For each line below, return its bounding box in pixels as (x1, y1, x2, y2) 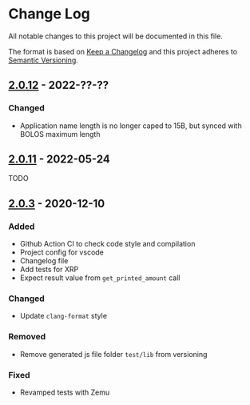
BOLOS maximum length (19, 129, 101, 138)
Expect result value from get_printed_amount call (19, 273, 181, 283)
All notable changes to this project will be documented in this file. (8, 31, 224, 41)
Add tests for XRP (19, 265, 79, 275)
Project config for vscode (19, 247, 104, 257)
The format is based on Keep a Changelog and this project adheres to (8, 46, 238, 56)
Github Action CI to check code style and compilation (19, 239, 196, 249)
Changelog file (19, 256, 69, 266)
